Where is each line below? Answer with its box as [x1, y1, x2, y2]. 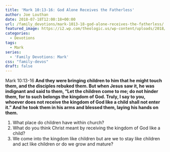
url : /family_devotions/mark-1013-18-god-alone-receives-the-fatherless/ [5, 21, 164, 27]
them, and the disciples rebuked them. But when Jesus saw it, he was [5, 83, 155, 89]
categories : [5, 31, 30, 36]
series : [5, 49, 22, 55]
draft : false [5, 64, 33, 69]
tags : [5, 40, 17, 45]
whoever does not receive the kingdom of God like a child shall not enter [5, 99, 160, 105]
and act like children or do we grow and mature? [12, 141, 114, 147]
